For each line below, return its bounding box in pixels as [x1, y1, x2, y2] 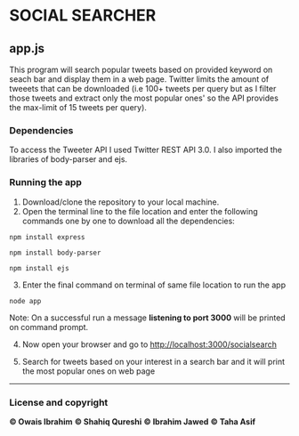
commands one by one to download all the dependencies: [21, 215, 236, 226]
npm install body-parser [9, 248, 101, 257]
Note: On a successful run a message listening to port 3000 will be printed [9, 312, 287, 323]
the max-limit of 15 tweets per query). [9, 102, 147, 112]
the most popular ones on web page [21, 366, 156, 376]
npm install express [9, 232, 86, 241]
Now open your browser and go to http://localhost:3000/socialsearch [21, 339, 278, 350]
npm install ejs [9, 263, 69, 272]
